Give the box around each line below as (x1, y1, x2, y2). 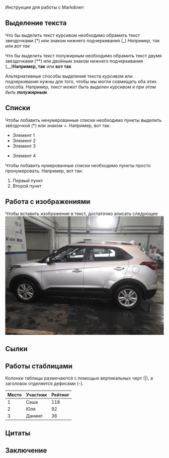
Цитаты (5, 429, 31, 437)
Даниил (26, 413, 43, 419)
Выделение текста (5, 19, 67, 27)
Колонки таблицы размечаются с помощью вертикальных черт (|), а (5, 375, 153, 381)
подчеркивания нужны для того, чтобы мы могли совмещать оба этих (5, 78, 157, 85)
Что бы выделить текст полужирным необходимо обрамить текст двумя (5, 52, 162, 58)
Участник (26, 392, 47, 398)
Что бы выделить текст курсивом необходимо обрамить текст (5, 32, 140, 38)
